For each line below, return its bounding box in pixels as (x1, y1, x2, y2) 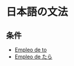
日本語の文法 (6, 5, 69, 19)
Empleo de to (14, 46, 47, 53)
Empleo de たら (14, 53, 53, 60)
